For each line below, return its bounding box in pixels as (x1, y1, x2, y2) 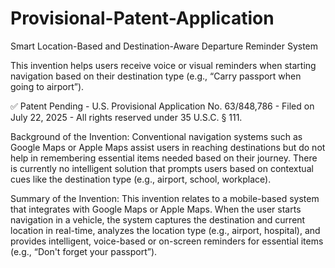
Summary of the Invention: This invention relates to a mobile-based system (10, 192, 320, 204)
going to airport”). (10, 80, 85, 92)
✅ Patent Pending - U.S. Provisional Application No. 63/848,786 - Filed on (10, 100, 315, 112)
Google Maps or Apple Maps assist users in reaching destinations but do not (10, 141, 326, 153)
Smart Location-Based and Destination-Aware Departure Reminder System (10, 40, 319, 52)
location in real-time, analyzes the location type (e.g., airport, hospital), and (10, 224, 321, 236)
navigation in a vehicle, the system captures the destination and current (10, 213, 306, 226)
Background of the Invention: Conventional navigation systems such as (10, 130, 303, 142)
